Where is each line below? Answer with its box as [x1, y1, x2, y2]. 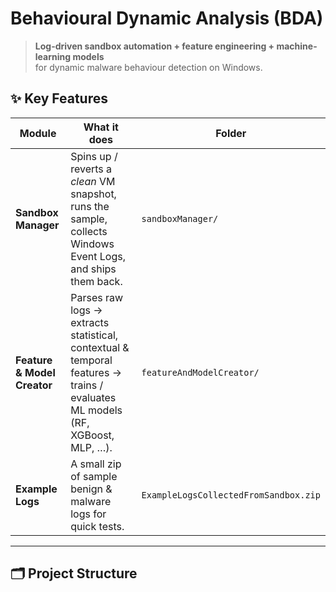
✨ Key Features [10, 90, 108, 107]
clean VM [70, 174, 116, 188]
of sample [70, 469, 118, 483]
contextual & [70, 340, 130, 354]
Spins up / [70, 149, 118, 163]
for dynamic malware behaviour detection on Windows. [34, 61, 263, 73]
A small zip [70, 457, 122, 471]
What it [83, 120, 119, 134]
